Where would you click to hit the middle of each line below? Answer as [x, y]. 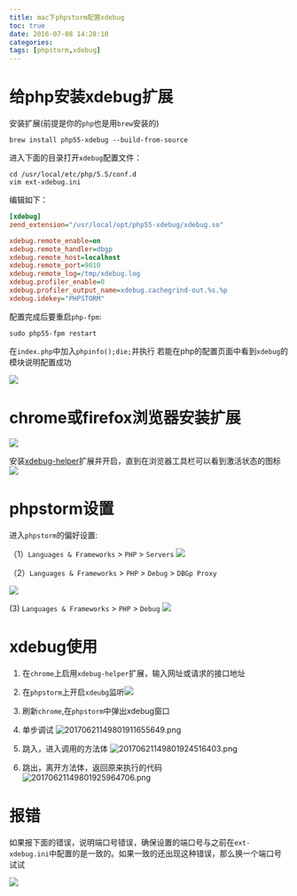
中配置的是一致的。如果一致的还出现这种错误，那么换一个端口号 [165, 853]
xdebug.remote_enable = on [55, 240]
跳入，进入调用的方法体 [65, 748]
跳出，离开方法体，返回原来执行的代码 [92, 767]
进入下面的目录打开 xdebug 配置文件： [75, 158]
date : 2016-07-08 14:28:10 [59, 34]
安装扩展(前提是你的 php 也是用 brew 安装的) [84, 123]
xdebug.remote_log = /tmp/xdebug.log [75, 274]
